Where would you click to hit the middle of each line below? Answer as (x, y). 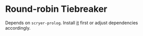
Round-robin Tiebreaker (56, 9)
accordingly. (18, 28)
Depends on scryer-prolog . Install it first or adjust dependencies (72, 23)
